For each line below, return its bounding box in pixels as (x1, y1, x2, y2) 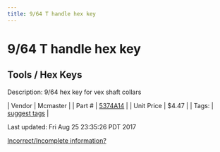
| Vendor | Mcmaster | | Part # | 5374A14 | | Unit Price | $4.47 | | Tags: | (7, 101, 214, 110)
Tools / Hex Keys (7, 69, 82, 81)
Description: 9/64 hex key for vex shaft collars (7, 88, 142, 96)
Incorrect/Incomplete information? (7, 136, 107, 145)
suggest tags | (7, 109, 49, 117)
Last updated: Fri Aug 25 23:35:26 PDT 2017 (7, 122, 136, 131)
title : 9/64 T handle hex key (7, 10, 97, 18)
